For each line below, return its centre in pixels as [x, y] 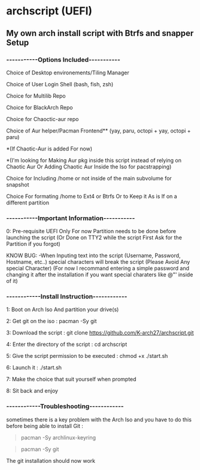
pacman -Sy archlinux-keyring [58, 437]
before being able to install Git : [45, 426]
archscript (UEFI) [49, 11]
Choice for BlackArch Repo [40, 107]
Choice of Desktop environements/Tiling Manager [68, 73]
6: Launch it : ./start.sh [34, 367]
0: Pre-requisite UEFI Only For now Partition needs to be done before [91, 231]
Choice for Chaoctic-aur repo [43, 119]
